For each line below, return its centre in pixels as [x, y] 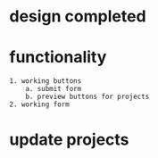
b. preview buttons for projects [87, 97]
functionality [58, 58]
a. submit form [54, 89]
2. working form [39, 104]
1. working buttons [46, 81]
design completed [78, 17]
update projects [69, 140]
